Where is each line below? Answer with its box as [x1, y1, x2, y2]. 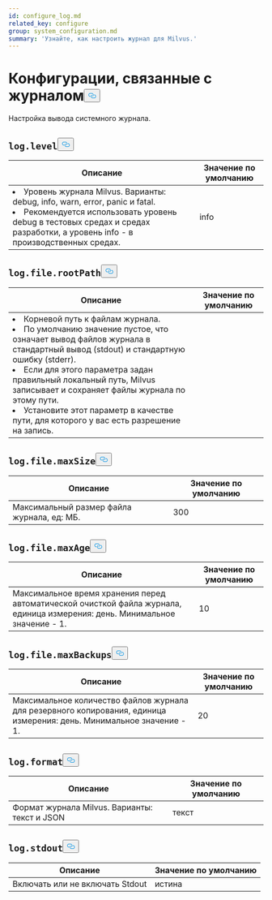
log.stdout [8, 842, 63, 855]
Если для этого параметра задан [23, 364, 154, 375]
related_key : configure [8, 19, 89, 28]
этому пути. [12, 394, 59, 406]
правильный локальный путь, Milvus [12, 374, 156, 385]
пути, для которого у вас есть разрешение [12, 415, 181, 426]
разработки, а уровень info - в [12, 226, 134, 238]
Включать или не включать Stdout [12, 878, 147, 889]
